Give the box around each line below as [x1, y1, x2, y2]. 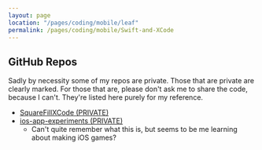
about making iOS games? [31, 133, 116, 142]
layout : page [8, 11, 51, 20]
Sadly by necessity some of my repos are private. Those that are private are [8, 76, 254, 86]
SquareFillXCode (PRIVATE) [19, 108, 109, 118]
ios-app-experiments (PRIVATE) [19, 116, 124, 126]
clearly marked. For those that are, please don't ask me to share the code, [8, 84, 248, 94]
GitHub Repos [8, 55, 78, 68]
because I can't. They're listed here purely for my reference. [8, 93, 203, 102]
